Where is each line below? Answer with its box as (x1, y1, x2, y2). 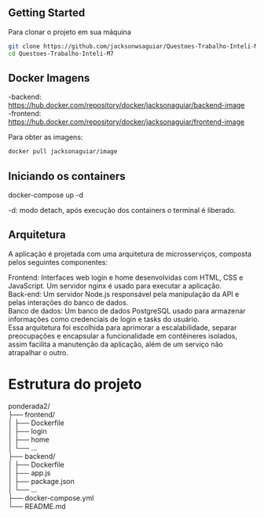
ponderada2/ (8, 401, 51, 411)
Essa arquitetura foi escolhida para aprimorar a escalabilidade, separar (8, 322, 237, 332)
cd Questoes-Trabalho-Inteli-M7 (8, 49, 114, 57)
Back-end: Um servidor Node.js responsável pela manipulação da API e (8, 289, 240, 299)
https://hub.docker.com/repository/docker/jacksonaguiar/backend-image (8, 101, 245, 110)
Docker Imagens (8, 71, 90, 85)
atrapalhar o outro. (8, 347, 68, 357)
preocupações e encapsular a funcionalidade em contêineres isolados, (8, 331, 238, 340)
